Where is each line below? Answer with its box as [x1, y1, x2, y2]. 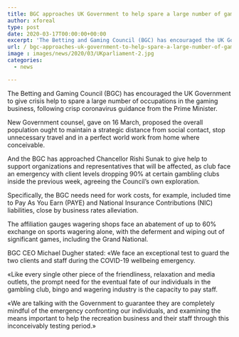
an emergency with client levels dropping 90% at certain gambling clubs [7, 169, 220, 178]
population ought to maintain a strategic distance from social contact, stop [7, 125, 225, 134]
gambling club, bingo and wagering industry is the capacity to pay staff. [7, 285, 218, 294]
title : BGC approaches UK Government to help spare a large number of [7, 10, 221, 18]
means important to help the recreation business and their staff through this [7, 314, 230, 322]
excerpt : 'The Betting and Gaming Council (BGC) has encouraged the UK [7, 37, 224, 44]
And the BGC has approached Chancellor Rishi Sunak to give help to [7, 154, 208, 163]
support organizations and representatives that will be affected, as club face [7, 161, 231, 171]
